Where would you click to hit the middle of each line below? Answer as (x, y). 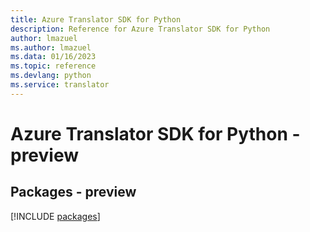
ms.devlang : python (51, 76)
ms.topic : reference (53, 66)
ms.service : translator (60, 85)
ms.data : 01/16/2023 (53, 57)
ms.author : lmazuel (51, 47)
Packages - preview (73, 192)
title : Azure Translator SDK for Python (96, 19)
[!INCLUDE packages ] (55, 216)
